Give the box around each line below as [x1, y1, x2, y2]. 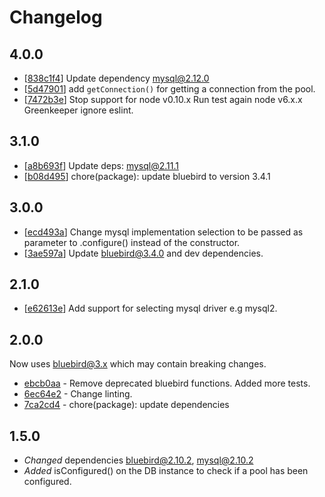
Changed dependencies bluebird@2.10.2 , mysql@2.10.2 [23, 454, 254, 466]
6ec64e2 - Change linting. [23, 388, 133, 400]
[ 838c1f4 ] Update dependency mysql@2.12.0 [23, 72, 210, 84]
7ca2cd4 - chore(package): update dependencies [23, 399, 230, 411]
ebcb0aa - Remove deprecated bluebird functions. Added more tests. [23, 377, 311, 390]
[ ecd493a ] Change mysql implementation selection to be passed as [23, 226, 304, 238]
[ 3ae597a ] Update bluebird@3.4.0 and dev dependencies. [23, 247, 264, 259]
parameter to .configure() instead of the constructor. [23, 236, 241, 248]
